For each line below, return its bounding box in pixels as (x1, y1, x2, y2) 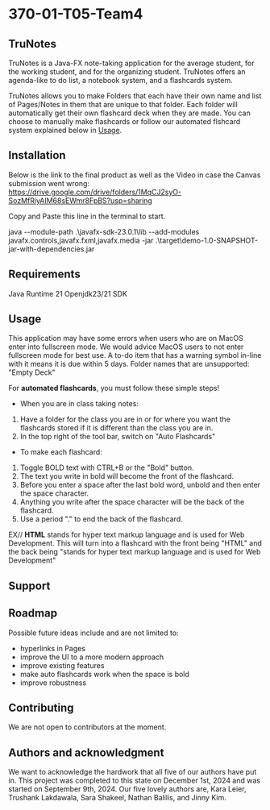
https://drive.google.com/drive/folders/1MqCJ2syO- (8, 187, 182, 197)
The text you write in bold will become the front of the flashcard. (19, 471, 235, 481)
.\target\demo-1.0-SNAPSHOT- (155, 235, 259, 245)
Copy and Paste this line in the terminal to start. (8, 211, 166, 221)
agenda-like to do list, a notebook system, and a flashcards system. (8, 76, 233, 85)
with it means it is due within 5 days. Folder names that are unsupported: (8, 359, 250, 369)
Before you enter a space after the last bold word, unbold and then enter (19, 480, 260, 490)
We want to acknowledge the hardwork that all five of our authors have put (8, 767, 257, 777)
